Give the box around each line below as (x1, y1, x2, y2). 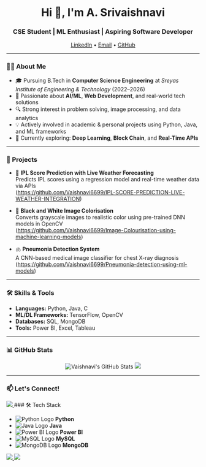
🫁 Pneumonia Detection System (15, 245, 100, 253)
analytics (15, 114, 39, 121)
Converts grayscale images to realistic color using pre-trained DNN (15, 214, 186, 221)
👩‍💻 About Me (6, 63, 46, 71)
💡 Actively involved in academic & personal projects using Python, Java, (15, 121, 198, 128)
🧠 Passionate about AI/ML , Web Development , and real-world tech (15, 92, 186, 99)
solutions (15, 98, 39, 106)
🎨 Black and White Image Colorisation (15, 207, 113, 215)
